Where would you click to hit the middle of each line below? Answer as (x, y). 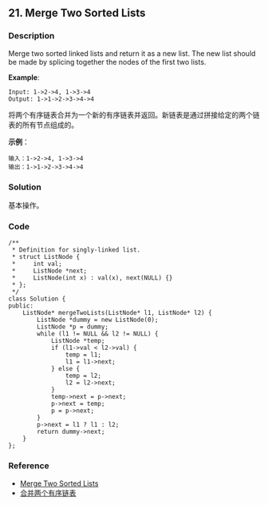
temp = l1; (83, 355)
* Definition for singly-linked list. (76, 250)
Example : (24, 77)
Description (32, 36)
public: (21, 306)
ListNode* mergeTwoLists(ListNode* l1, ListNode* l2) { (118, 313)
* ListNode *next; (49, 271)
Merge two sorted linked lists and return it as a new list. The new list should (132, 53)
